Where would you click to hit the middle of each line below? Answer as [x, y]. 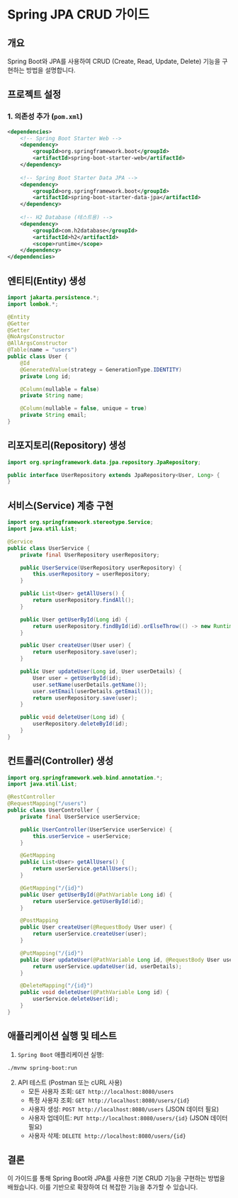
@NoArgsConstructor [36, 337]
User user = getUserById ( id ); [77, 678]
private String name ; [52, 396]
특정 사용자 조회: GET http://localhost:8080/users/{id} [109, 1100]
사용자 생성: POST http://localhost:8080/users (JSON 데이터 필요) [124, 1109]
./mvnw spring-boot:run [42, 1068]
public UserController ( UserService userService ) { [96, 829]
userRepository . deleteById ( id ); [81, 724]
